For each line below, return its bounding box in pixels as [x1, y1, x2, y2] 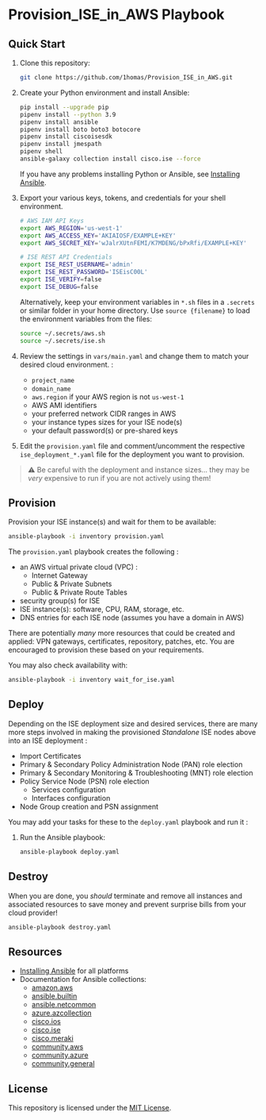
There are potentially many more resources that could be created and [8, 629, 235, 638]
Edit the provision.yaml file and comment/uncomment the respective [19, 441, 245, 450]
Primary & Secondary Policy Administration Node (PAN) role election [19, 760, 243, 769]
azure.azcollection [31, 1008, 93, 1018]
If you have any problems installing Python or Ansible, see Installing [19, 169, 240, 179]
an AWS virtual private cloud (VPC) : [19, 562, 139, 572]
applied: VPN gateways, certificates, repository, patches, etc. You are [8, 637, 235, 646]
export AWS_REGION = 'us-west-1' [19, 224, 123, 232]
